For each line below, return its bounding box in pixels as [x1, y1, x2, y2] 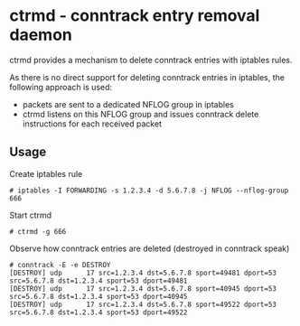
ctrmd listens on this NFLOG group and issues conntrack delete [22, 108, 259, 119]
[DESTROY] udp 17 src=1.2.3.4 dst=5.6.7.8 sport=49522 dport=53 [9, 300, 277, 309]
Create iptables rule [9, 168, 83, 179]
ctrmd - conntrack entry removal [9, 5, 260, 26]
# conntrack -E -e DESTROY [9, 260, 111, 269]
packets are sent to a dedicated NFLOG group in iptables [22, 98, 235, 109]
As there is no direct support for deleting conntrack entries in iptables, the [9, 71, 285, 82]
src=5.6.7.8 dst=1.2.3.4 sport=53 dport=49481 [9, 276, 188, 285]
